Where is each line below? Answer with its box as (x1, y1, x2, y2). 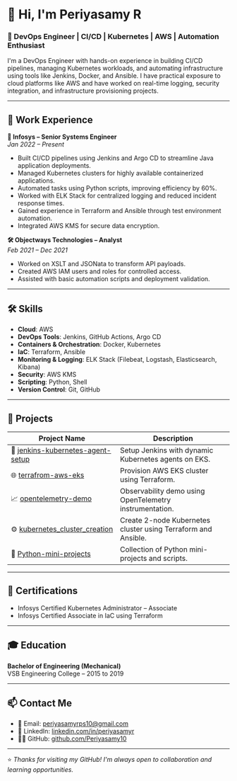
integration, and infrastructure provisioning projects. (7, 86, 159, 95)
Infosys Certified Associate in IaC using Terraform (17, 611, 164, 620)
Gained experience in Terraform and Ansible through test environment (17, 207, 221, 215)
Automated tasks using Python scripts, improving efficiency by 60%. (17, 184, 217, 193)
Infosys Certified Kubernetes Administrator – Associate (17, 603, 178, 612)
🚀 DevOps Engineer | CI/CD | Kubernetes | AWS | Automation (7, 32, 220, 42)
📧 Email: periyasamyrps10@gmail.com (17, 719, 129, 728)
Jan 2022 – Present (7, 140, 65, 149)
